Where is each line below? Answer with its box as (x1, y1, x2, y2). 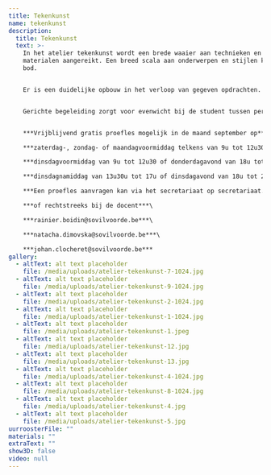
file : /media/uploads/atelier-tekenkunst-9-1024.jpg (23, 283, 204, 291)
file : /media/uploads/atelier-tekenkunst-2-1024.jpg (23, 297, 204, 306)
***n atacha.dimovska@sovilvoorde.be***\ (23, 230, 161, 238)
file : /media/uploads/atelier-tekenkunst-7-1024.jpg (23, 267, 204, 276)
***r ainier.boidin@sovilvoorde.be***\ (23, 216, 153, 224)
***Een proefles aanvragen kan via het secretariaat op (23, 187, 215, 196)
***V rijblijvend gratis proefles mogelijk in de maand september (23, 129, 248, 137)
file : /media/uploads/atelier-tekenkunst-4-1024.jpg (23, 372, 204, 381)
